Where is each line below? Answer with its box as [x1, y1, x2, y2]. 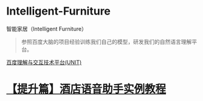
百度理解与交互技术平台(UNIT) [6, 58, 82, 66]
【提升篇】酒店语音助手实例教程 [6, 82, 167, 96]
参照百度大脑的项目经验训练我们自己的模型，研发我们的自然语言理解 [21, 38, 192, 45]
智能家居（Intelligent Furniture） [6, 25, 87, 32]
